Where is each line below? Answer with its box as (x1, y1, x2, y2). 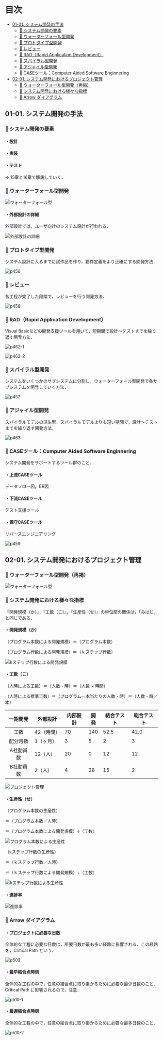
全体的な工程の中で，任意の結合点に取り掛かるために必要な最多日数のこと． (5, 1020, 158, 1025)
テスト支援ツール (5, 507, 39, 513)
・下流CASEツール (5, 495, 42, 501)
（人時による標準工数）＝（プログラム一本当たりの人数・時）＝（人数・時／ (5, 693, 158, 699)
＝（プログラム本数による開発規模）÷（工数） (5, 828, 97, 834)
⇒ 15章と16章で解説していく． (5, 174, 66, 180)
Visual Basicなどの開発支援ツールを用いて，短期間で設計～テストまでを (5, 328, 148, 334)
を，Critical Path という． (5, 947, 56, 954)
